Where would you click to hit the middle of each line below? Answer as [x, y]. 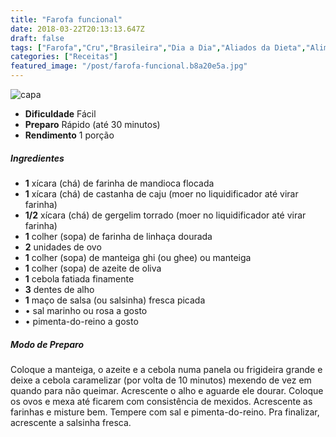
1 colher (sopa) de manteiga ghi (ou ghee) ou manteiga [138, 257]
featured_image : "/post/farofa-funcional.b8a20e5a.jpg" [129, 66]
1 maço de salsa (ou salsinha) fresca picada [115, 300]
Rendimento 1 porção [69, 135]
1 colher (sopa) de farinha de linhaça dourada [118, 236]
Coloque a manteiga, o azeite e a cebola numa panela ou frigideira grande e [166, 369]
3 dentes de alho [59, 289]
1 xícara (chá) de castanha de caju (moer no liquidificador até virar [161, 193]
